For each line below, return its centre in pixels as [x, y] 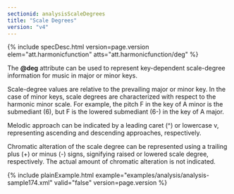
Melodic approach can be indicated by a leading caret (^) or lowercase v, [113, 126]
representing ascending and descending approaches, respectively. [104, 133]
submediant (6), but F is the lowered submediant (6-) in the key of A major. [116, 112]
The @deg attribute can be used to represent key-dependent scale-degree [116, 68]
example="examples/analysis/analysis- [152, 175]
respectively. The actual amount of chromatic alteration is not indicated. [112, 162]
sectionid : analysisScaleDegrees [56, 14]
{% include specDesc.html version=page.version [78, 47]
